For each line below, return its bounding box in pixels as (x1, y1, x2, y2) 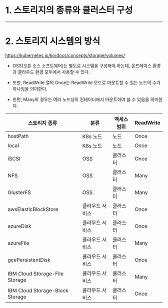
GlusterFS (7, 188, 31, 195)
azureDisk (7, 222, 31, 229)
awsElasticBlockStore (7, 205, 58, 212)
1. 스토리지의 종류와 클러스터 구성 (5, 4, 133, 16)
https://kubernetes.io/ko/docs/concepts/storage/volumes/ (5, 52, 125, 58)
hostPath (7, 132, 29, 139)
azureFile (7, 239, 29, 246)
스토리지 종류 (28, 119, 57, 126)
